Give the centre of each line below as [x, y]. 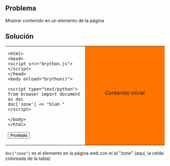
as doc [16, 99]
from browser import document [44, 94]
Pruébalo [19, 135]
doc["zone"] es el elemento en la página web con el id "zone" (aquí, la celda [84, 153]
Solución [19, 37]
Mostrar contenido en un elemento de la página [55, 20]
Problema [21, 8]
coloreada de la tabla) [28, 158]
